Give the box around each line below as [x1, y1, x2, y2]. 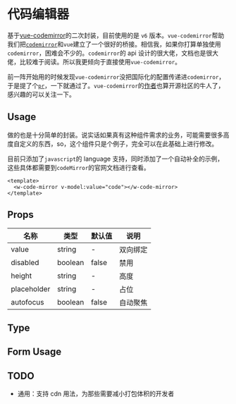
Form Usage [7, 346, 62, 358]
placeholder [11, 283, 51, 293]
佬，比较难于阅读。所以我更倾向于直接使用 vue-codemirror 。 [7, 57, 182, 66]
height [11, 271, 32, 281]
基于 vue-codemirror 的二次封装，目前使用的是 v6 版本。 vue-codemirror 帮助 [7, 31, 225, 39]
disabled [11, 257, 39, 267]
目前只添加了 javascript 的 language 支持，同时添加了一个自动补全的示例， [7, 154, 224, 163]
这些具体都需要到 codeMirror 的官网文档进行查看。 [7, 163, 150, 171]
